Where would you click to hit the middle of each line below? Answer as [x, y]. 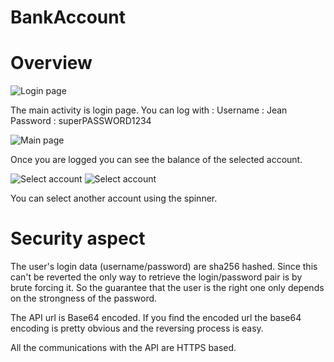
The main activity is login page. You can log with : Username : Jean [149, 110]
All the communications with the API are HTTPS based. [123, 348]
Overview [51, 63]
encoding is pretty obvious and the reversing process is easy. [137, 328]
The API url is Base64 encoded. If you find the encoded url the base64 [156, 318]
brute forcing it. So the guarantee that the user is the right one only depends [167, 288]
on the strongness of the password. [84, 298]
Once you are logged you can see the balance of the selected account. [156, 160]
